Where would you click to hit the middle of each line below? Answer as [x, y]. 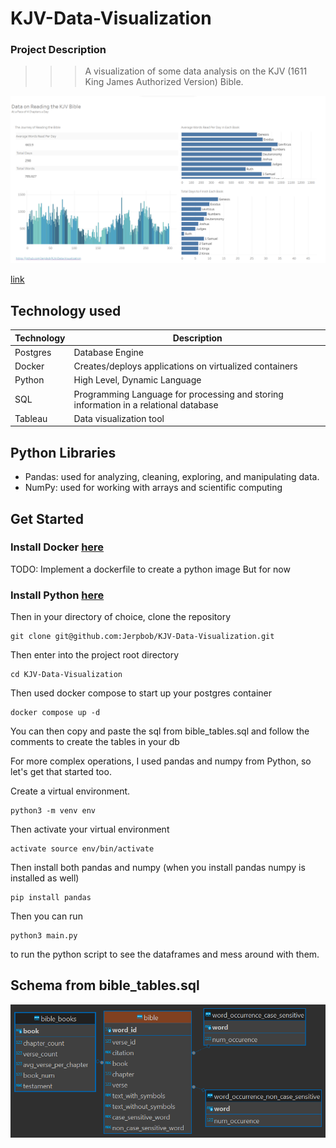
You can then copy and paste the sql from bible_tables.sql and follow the [160, 731]
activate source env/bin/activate [82, 849]
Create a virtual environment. [70, 791]
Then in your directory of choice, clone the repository [121, 617]
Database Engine [108, 352]
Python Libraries [63, 452]
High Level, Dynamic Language [137, 380]
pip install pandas [51, 898]
